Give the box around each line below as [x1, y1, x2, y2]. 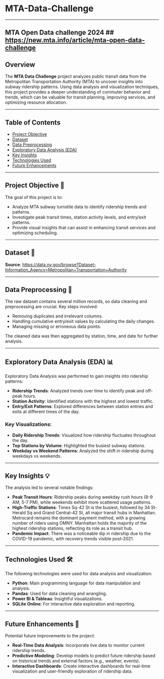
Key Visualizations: [5, 421, 52, 428]
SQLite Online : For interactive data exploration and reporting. [12, 601, 136, 607]
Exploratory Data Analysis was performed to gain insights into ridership [5, 373, 148, 379]
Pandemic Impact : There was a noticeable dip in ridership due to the [12, 531, 151, 536]
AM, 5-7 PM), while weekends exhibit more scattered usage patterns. [12, 499, 152, 505]
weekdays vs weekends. [12, 453, 62, 459]
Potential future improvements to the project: [5, 632, 95, 638]
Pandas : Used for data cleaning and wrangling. [12, 591, 107, 597]
